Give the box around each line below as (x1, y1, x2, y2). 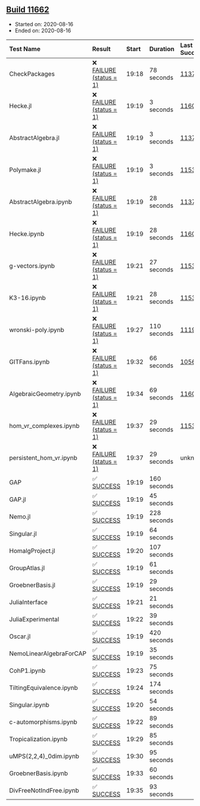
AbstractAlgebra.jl (9, 133, 60, 142)
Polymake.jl (9, 165, 42, 174)
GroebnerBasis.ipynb (9, 769, 68, 777)
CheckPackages (9, 70, 55, 78)
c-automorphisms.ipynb (9, 717, 77, 726)
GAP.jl (9, 495, 26, 504)
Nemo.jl (9, 512, 31, 520)
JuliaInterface (9, 598, 48, 606)
